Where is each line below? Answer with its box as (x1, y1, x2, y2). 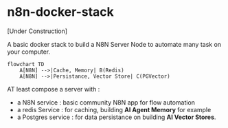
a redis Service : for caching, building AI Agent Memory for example (16, 105, 212, 114)
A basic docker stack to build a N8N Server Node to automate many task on (7, 40, 222, 48)
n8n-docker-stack (7, 4, 115, 20)
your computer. (7, 47, 51, 56)
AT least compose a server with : (7, 85, 100, 93)
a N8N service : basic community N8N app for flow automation (16, 98, 196, 107)
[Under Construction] (7, 27, 67, 35)
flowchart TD (7, 61, 45, 67)
